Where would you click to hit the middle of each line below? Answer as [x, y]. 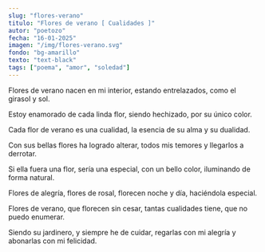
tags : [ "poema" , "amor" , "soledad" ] [69, 68]
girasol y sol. [29, 98]
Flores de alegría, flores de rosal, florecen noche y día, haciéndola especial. [133, 193]
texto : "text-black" [43, 61]
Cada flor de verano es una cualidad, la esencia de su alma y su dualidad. [129, 129]
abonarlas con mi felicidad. [53, 241]
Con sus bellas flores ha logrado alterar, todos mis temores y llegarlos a [126, 145]
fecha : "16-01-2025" [43, 38]
